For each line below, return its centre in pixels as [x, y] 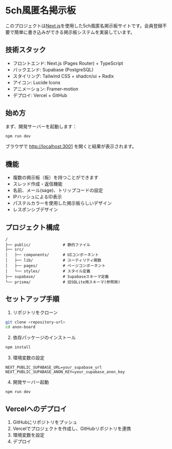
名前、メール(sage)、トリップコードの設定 [58, 190]
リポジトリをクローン [35, 312]
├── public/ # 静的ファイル [48, 245]
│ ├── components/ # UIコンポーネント [52, 255]
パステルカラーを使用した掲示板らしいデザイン [62, 203]
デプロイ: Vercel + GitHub [40, 95]
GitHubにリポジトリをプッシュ [45, 422]
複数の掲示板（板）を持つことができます [55, 178]
